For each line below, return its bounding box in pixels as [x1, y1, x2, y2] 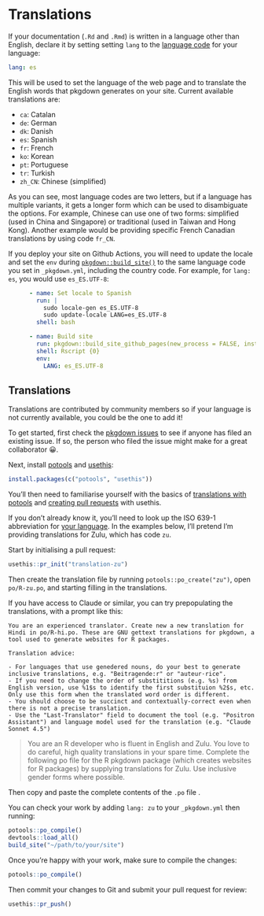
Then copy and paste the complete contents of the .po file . [8, 788, 200, 797]
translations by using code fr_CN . [8, 234, 115, 243]
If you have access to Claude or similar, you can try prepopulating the [8, 598, 233, 608]
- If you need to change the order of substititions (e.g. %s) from [8, 677, 237, 685]
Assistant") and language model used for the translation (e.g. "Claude [8, 718, 251, 726]
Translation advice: [8, 649, 76, 658]
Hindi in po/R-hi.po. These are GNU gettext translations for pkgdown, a [8, 629, 255, 637]
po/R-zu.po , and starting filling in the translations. [8, 583, 167, 593]
